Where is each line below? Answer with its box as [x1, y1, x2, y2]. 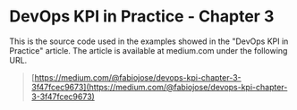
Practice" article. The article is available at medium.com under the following [9, 45, 288, 55]
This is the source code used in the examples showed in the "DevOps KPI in [9, 36, 289, 47]
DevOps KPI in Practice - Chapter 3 [9, 6, 275, 27]
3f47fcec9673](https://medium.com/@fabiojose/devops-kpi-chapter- [30, 81, 288, 92]
